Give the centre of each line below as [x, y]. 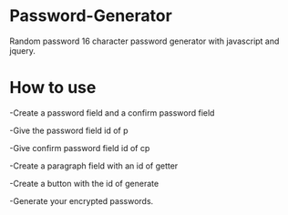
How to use [53, 88]
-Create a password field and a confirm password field [112, 113]
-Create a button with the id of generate [84, 183]
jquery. [23, 50]
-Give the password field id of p [69, 130]
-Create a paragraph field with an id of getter [94, 166]
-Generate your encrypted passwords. [82, 200]
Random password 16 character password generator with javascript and [144, 41]
